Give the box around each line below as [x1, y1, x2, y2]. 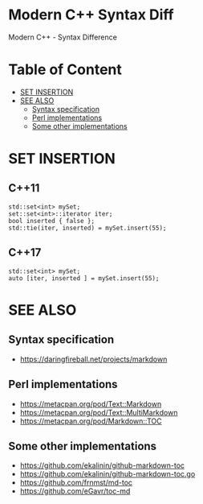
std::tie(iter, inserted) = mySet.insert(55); [8, 224, 167, 232]
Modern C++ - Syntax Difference [8, 32, 118, 42]
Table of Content [8, 60, 123, 79]
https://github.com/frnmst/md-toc [19, 477, 133, 488]
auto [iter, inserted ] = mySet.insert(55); [8, 274, 160, 283]
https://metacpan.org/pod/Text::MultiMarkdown [19, 407, 178, 417]
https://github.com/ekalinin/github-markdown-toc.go [19, 469, 196, 479]
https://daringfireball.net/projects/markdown [19, 354, 168, 364]
